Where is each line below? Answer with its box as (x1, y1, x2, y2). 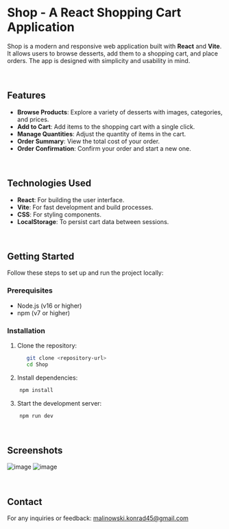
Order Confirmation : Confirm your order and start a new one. (16, 144, 191, 152)
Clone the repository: (16, 341, 77, 349)
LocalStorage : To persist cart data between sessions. (16, 217, 169, 225)
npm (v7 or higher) (16, 308, 71, 317)
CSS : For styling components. (16, 210, 101, 219)
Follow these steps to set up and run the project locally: (7, 269, 164, 277)
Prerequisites (7, 286, 53, 295)
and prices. (16, 115, 49, 123)
